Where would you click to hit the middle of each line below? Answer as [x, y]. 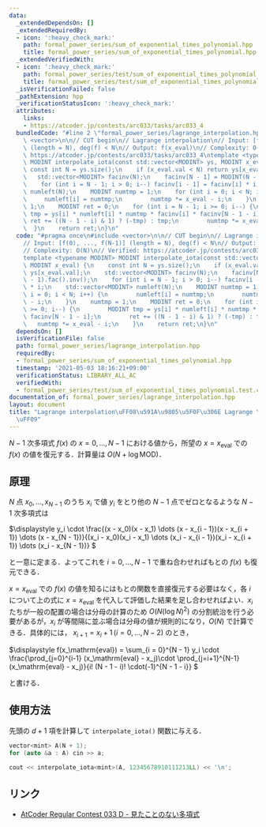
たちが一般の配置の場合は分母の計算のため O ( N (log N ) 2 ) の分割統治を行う [128, 611]
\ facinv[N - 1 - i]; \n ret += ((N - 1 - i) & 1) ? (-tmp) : [138, 317]
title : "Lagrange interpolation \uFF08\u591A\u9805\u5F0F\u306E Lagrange [131, 412]
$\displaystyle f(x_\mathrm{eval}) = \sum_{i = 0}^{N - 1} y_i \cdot [114, 650]
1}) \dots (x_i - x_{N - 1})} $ [53, 546]
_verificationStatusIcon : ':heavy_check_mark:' [96, 103]
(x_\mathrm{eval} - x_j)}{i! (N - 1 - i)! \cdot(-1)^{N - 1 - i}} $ [104, 667]
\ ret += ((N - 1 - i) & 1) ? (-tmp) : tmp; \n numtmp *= [131, 221]
